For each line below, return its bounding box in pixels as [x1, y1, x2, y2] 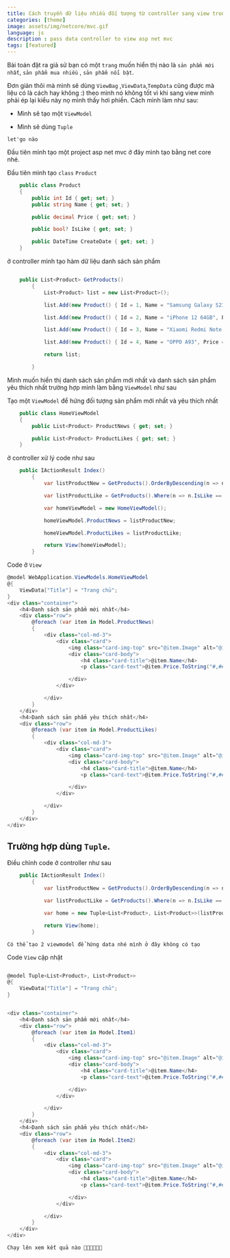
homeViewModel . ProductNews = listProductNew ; [43, 517, 176, 524]
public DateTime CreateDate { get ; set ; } [31, 238, 155, 245]
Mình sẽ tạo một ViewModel [16, 109, 92, 117]
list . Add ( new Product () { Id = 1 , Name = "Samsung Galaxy [43, 302, 213, 308]
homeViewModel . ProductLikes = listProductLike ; [43, 530, 183, 537]
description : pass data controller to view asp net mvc [7, 36, 173, 43]
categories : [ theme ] [7, 16, 66, 23]
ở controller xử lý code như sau [7, 454, 95, 462]
